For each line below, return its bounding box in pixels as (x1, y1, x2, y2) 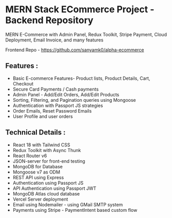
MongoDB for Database (12, 163, 63, 169)
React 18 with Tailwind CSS (12, 142, 70, 148)
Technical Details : (5, 128, 66, 137)
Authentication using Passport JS (12, 180, 84, 186)
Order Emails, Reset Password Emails (12, 107, 92, 114)
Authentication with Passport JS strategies (12, 102, 103, 108)
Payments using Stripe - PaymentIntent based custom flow (12, 207, 138, 213)
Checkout (12, 80, 34, 86)
